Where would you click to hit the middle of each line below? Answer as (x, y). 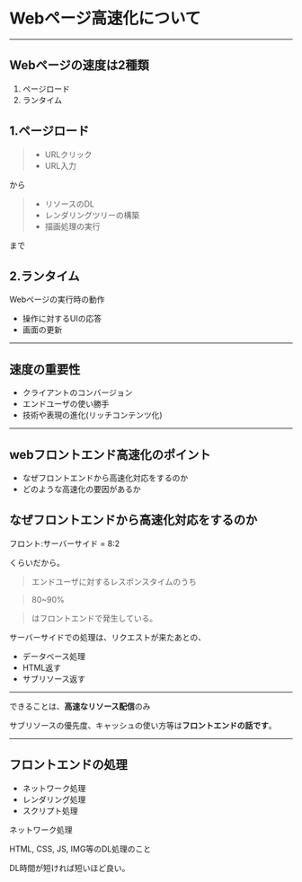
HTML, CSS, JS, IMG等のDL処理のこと (80, 849)
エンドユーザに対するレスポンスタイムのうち (114, 581)
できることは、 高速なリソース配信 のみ (80, 706)
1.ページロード (49, 131)
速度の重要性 (45, 369)
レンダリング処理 (54, 799)
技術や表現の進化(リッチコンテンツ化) (93, 415)
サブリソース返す (54, 678)
